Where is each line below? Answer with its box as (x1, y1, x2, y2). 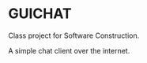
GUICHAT (8, 5, 73, 23)
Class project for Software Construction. (8, 31, 140, 40)
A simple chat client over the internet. (8, 46, 130, 55)
